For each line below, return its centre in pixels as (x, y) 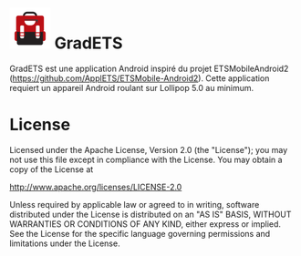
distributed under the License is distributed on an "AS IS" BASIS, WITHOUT (150, 214)
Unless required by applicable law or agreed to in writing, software (135, 204)
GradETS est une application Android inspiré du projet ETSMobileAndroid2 (149, 68)
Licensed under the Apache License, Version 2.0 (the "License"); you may (149, 149)
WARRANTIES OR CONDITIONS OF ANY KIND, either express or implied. (145, 224)
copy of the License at (52, 169)
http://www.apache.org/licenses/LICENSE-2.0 (96, 187)
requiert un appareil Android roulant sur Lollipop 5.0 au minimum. (132, 87)
